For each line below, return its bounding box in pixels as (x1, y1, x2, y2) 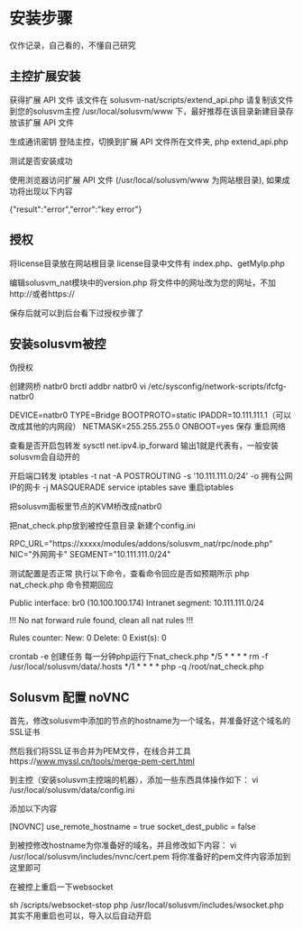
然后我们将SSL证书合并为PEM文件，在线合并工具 (9, 746, 191, 757)
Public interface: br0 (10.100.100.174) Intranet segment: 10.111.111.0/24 (9, 597, 264, 609)
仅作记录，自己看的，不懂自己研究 (9, 40, 136, 51)
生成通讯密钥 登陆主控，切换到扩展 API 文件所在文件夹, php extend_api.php (9, 136, 289, 147)
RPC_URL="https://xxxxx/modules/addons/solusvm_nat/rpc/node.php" (9, 538, 273, 549)
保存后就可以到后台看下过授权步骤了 (9, 308, 144, 318)
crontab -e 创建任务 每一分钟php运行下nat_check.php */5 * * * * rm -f (9, 651, 269, 662)
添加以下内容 (9, 804, 57, 814)
